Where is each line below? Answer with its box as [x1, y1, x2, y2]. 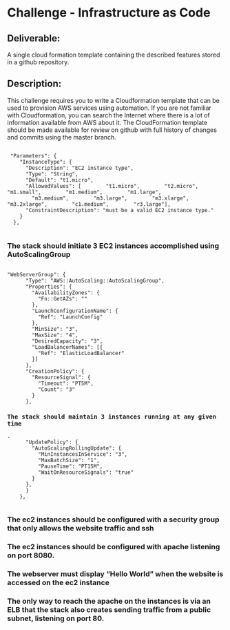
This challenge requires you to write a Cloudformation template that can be [7, 96, 220, 104]
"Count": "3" [37, 386, 76, 393]
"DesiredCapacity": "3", [32, 338, 103, 345]
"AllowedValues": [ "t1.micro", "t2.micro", [25, 182, 198, 189]
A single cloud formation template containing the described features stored [7, 50, 220, 59]
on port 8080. [7, 551, 55, 560]
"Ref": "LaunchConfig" [37, 314, 103, 321]
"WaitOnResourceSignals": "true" [37, 468, 134, 476]
